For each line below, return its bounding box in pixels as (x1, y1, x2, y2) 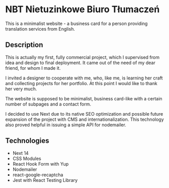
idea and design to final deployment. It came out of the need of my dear (5, 60, 156, 66)
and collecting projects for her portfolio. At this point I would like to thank (5, 80, 157, 86)
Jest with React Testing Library (12, 177, 78, 183)
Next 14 (12, 150, 29, 156)
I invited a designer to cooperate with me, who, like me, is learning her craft (5, 75, 163, 81)
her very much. (5, 86, 37, 92)
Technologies (5, 137, 50, 145)
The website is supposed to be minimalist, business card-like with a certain (5, 95, 162, 101)
